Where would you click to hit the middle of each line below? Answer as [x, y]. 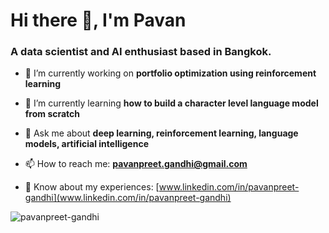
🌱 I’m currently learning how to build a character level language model [171, 103]
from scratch [52, 114]
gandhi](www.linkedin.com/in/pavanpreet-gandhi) [128, 198]
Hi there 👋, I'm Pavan [98, 20]
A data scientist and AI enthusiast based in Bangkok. [141, 52]
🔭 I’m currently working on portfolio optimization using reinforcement [170, 73]
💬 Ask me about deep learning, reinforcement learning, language [161, 133]
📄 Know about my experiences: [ [92, 187]
